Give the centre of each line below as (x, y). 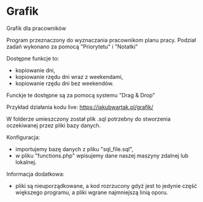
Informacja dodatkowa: (35, 174)
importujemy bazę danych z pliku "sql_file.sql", (74, 149)
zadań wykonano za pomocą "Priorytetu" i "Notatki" (72, 47)
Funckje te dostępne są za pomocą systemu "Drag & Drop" (81, 95)
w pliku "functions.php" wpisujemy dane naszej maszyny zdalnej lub (102, 155)
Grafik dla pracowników (36, 28)
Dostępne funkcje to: (33, 58)
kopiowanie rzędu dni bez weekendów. (64, 83)
